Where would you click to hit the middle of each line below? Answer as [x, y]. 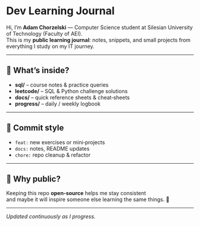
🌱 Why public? [33, 179]
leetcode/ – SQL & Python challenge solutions [71, 91]
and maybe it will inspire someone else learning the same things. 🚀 [88, 199]
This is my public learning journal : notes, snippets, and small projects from [99, 40]
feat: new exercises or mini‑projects [60, 142]
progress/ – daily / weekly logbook [58, 104]
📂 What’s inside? [38, 70]
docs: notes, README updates [52, 148]
